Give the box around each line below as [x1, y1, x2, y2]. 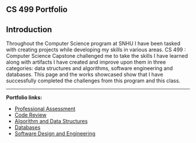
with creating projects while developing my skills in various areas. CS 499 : [6, 46, 186, 53]
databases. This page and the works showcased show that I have [6, 71, 163, 78]
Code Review [14, 111, 47, 118]
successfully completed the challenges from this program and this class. [6, 77, 181, 84]
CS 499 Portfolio [6, 5, 68, 15]
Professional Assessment [14, 105, 76, 113]
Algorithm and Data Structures [14, 118, 88, 125]
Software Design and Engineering [14, 130, 96, 137]
